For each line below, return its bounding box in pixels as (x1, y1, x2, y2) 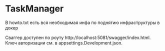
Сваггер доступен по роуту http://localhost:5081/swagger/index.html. (5, 34, 151, 40)
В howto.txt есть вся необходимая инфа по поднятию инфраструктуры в (5, 19, 160, 25)
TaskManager (5, 3, 64, 14)
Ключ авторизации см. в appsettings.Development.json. (5, 39, 122, 45)
